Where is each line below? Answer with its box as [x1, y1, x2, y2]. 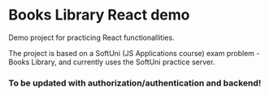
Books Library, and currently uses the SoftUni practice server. [8, 57, 215, 67]
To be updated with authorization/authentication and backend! [8, 77, 262, 89]
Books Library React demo [8, 6, 190, 24]
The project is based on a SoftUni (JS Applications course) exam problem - [8, 48, 260, 58]
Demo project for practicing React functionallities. [8, 33, 175, 42]
